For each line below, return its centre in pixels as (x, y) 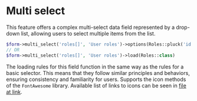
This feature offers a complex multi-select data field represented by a (91, 27)
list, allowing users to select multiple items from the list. (88, 33)
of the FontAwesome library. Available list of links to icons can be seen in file (96, 85)
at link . (14, 92)
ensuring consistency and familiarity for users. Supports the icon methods (96, 79)
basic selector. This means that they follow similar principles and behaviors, (98, 73)
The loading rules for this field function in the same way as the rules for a (95, 67)
